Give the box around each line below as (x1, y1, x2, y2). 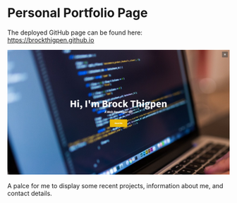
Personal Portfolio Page (7, 5, 148, 21)
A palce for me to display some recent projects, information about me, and (7, 182, 224, 190)
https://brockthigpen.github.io (7, 35, 95, 44)
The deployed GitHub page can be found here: (7, 28, 143, 37)
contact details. (7, 189, 53, 198)
